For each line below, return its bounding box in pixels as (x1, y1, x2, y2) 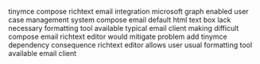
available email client (8, 49, 77, 58)
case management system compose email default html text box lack (8, 15, 231, 24)
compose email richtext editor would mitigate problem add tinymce (8, 32, 228, 41)
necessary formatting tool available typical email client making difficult (8, 24, 239, 32)
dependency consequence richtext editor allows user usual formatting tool (8, 40, 253, 50)
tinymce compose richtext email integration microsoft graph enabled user (8, 7, 249, 16)
